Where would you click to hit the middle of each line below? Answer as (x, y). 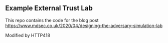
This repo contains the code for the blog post (52, 20)
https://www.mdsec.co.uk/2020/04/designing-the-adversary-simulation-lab (84, 25)
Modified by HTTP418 (28, 35)
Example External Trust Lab (49, 8)
